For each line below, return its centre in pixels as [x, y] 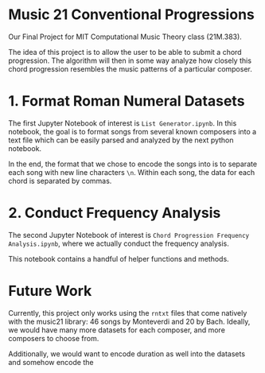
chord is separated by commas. [60, 181]
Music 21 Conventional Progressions [131, 15]
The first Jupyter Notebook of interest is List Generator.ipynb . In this [123, 123]
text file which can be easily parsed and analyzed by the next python [121, 140]
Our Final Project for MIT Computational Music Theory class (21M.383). [125, 37]
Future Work [50, 291]
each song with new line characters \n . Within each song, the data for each [132, 172]
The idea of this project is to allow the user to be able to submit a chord [125, 52]
